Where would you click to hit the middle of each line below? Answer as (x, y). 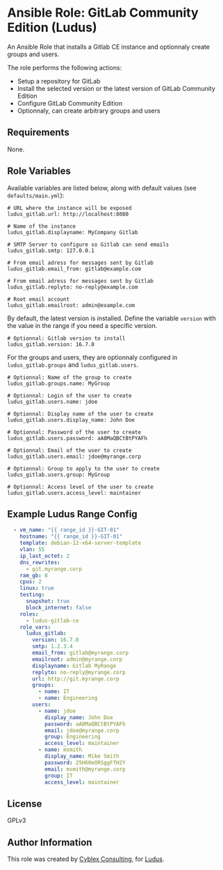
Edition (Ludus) (52, 27)
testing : (32, 595)
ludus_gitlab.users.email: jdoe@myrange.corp (74, 457)
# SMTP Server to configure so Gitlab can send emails (88, 245)
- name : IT (54, 692)
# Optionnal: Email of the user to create (69, 450)
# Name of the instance (42, 226)
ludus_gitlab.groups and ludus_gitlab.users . (73, 364)
